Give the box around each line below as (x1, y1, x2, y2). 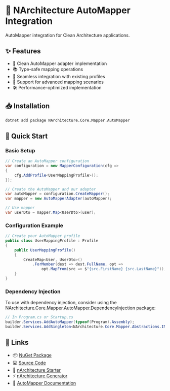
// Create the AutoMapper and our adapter (5, 186, 96, 192)
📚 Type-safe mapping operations (12, 66, 83, 72)
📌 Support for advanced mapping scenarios (12, 79, 104, 85)
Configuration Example (5, 222, 63, 229)
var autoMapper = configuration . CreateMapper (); (5, 191, 110, 197)
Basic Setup (5, 147, 35, 154)
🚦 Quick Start (5, 132, 48, 140)
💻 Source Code (12, 360, 47, 366)
